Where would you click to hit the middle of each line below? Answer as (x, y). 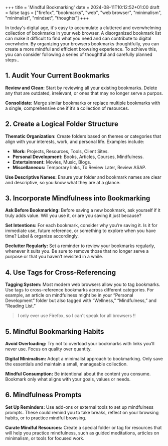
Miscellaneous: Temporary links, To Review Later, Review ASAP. (79, 167)
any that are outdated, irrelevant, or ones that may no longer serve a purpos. (84, 93)
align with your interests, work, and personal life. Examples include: (75, 141)
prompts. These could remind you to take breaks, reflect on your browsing (82, 412)
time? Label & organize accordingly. (42, 236)
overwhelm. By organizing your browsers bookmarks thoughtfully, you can (82, 44)
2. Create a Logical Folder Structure (62, 124)
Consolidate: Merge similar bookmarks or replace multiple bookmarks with (83, 103)
